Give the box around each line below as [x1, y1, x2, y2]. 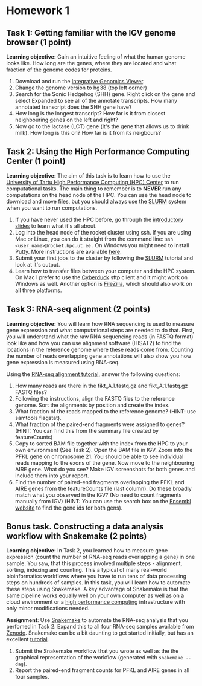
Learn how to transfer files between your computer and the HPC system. [14, 267, 196, 274]
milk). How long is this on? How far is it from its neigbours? [14, 129, 162, 136]
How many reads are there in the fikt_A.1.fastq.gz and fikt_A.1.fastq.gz [14, 382, 188, 389]
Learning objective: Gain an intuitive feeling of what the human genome [6, 53, 186, 60]
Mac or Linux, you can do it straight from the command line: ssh [14, 235, 174, 242]
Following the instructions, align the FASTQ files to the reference [14, 395, 175, 402]
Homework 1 [6, 4, 70, 18]
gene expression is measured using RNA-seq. [6, 358, 120, 366]
